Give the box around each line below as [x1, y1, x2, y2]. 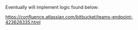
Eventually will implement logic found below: [5, 4, 99, 10]
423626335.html [5, 19, 41, 25]
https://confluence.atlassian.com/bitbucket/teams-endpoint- [5, 14, 133, 19]
